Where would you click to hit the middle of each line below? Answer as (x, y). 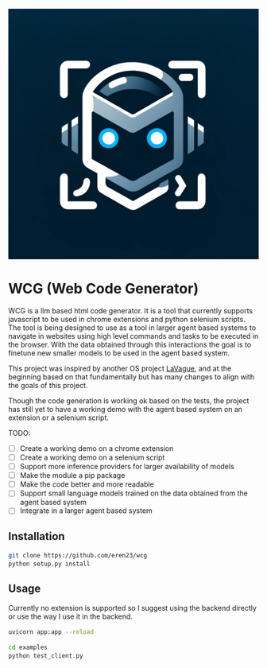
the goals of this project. (48, 385)
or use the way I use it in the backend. (71, 616)
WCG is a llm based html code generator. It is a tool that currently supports (130, 310)
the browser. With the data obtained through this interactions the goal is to (130, 344)
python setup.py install (49, 564)
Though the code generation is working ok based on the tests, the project (129, 400)
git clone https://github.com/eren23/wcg (78, 556)
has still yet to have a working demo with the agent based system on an (126, 409)
